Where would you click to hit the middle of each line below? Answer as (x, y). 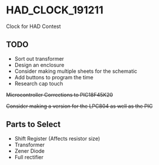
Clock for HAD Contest (34, 26)
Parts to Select (33, 124)
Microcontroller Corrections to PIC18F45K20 (60, 94)
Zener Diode (30, 151)
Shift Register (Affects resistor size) (57, 138)
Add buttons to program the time (54, 77)
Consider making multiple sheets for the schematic (76, 71)
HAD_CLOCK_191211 (55, 10)
